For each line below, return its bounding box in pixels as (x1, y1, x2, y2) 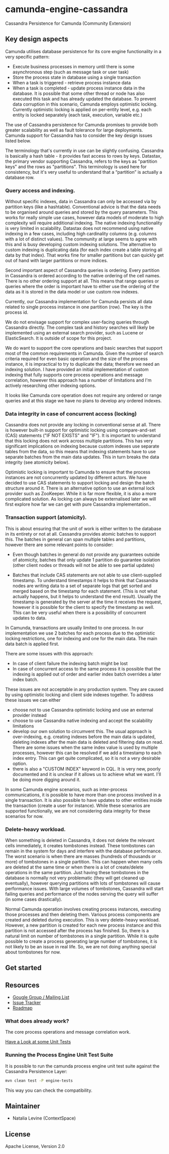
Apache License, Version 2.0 (5, 1143, 65, 1149)
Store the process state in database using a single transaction (12, 74, 141, 80)
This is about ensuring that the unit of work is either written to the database (5, 525, 161, 532)
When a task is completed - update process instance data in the (12, 85, 145, 91)
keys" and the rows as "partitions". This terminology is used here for (5, 163, 147, 170)
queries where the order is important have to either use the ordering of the (5, 283, 159, 290)
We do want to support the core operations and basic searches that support (5, 345, 162, 351)
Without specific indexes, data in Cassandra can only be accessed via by (5, 199, 157, 205)
